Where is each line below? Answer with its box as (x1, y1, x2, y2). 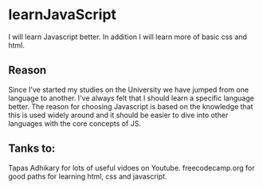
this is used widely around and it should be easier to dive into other (8, 110, 229, 120)
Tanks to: (8, 142, 56, 156)
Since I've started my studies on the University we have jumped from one (8, 85, 249, 94)
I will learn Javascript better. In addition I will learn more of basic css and (8, 32, 247, 41)
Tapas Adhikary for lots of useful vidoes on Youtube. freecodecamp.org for (8, 163, 255, 172)
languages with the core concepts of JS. (8, 118, 142, 128)
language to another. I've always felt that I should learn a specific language (8, 93, 255, 103)
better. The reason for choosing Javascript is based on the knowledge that (8, 101, 253, 111)
